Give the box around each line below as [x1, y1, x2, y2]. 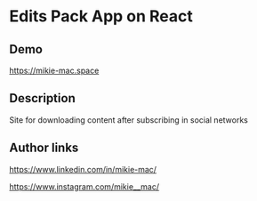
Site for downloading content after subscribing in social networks [9, 114, 249, 125]
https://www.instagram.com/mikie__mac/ [9, 181, 160, 192]
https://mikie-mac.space [9, 65, 100, 76]
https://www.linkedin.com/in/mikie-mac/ [9, 164, 157, 174]
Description [9, 91, 76, 106]
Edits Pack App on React [9, 6, 194, 27]
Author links [9, 141, 79, 156]
